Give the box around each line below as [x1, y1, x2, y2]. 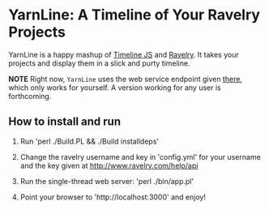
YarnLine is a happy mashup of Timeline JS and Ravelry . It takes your [8, 49, 239, 59]
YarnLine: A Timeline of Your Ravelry [8, 6, 261, 24]
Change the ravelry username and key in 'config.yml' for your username [19, 152, 261, 161]
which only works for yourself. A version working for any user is [8, 83, 221, 92]
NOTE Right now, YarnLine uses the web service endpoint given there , [8, 74, 243, 84]
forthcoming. [8, 91, 52, 101]
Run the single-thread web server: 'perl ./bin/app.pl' [19, 176, 194, 186]
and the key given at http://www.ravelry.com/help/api [19, 161, 199, 170]
